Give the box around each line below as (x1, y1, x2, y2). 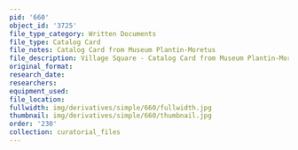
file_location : (9, 94, 66, 104)
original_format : (9, 63, 74, 71)
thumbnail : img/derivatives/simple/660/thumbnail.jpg (9, 111, 213, 120)
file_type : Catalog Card (9, 37, 101, 47)
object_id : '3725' (9, 21, 77, 30)
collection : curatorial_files (9, 128, 122, 137)
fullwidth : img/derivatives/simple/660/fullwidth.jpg (9, 103, 213, 112)
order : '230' (9, 120, 58, 129)
